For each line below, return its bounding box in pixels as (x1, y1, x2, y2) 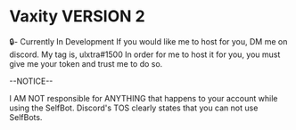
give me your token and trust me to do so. (9, 58, 163, 69)
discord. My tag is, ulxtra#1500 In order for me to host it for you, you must (9, 49, 281, 60)
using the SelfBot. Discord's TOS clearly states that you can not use (9, 102, 259, 113)
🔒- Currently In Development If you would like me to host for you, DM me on (9, 36, 288, 46)
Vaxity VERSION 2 (9, 6, 145, 27)
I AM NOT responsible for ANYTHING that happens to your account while (9, 93, 278, 103)
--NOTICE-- (9, 76, 53, 86)
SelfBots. (9, 111, 43, 122)
